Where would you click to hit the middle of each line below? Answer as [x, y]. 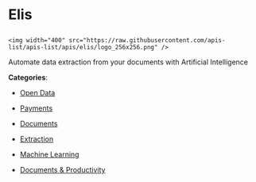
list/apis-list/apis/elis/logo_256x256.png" [83, 48]
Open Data [37, 93]
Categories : [28, 78]
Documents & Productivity [62, 170]
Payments [36, 108]
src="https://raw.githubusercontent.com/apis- [147, 41]
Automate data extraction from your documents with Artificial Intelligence [128, 62]
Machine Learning [49, 155]
